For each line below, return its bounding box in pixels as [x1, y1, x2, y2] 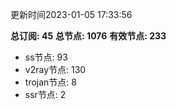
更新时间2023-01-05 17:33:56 [10, 9, 133, 20]
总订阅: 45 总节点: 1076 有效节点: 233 [10, 30, 167, 42]
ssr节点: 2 [24, 89, 67, 100]
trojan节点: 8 [24, 76, 77, 88]
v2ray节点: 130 [24, 64, 87, 75]
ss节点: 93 [24, 51, 68, 63]
